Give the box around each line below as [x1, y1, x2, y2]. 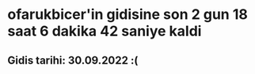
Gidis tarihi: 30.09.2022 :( [7, 54, 139, 67]
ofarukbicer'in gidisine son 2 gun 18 [7, 6, 249, 24]
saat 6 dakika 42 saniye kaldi [7, 22, 202, 40]
